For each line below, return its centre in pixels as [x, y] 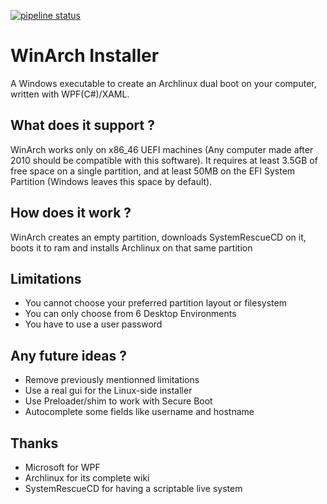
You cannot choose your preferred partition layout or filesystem [155, 303]
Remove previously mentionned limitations [112, 380]
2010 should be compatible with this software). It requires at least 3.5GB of [164, 160]
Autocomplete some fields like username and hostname [139, 412]
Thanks [34, 443]
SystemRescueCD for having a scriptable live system [133, 488]
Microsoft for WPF [62, 467]
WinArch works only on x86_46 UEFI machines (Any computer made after [162, 149]
